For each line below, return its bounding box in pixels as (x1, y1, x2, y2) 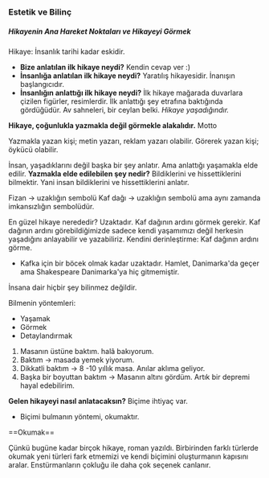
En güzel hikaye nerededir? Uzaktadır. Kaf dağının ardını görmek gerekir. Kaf (8, 216, 261, 227)
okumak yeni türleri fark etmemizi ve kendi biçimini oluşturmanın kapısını (8, 451, 249, 461)
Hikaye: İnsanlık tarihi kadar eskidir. (8, 47, 125, 56)
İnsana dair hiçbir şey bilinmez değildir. (8, 282, 137, 292)
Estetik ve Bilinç (8, 6, 72, 18)
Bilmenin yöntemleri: (8, 298, 76, 307)
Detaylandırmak (19, 331, 73, 340)
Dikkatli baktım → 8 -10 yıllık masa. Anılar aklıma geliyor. (19, 363, 206, 373)
